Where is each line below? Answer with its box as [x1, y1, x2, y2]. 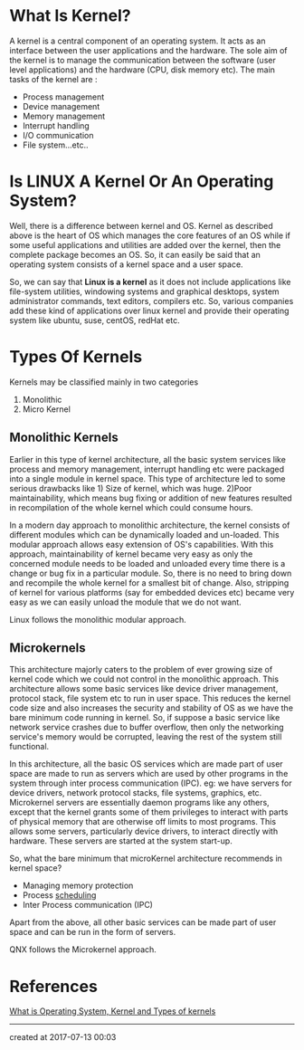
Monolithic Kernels [9, 430, 119, 445]
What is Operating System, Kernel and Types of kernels [9, 1006, 216, 1017]
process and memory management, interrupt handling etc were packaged [9, 463, 285, 474]
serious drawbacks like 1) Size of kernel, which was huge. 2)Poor [9, 482, 252, 493]
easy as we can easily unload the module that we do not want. [9, 597, 242, 607]
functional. [9, 741, 50, 752]
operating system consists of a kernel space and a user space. [9, 259, 243, 270]
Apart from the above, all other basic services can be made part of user [9, 917, 277, 928]
